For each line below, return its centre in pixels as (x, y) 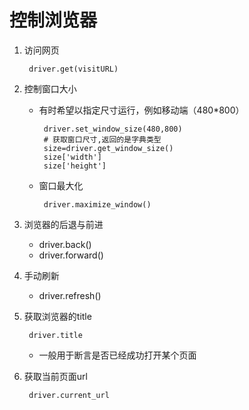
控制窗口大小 (50, 88)
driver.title (55, 335)
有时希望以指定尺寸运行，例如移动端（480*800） (141, 110)
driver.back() (65, 244)
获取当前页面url (55, 376)
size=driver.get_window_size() (108, 148)
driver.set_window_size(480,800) (113, 129)
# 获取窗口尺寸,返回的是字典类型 (102, 139)
